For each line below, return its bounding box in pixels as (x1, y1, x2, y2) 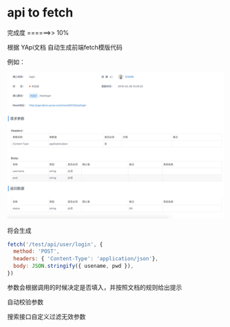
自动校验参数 (7, 297, 43, 306)
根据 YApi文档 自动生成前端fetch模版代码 (7, 43, 123, 51)
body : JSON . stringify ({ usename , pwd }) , (13, 263, 134, 270)
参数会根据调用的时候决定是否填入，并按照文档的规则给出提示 (7, 283, 182, 291)
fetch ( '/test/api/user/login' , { (7, 241, 103, 248)
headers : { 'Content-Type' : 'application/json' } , (13, 255, 158, 262)
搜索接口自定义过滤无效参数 (7, 312, 86, 321)
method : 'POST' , (13, 248, 60, 255)
